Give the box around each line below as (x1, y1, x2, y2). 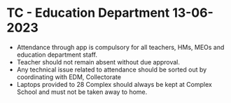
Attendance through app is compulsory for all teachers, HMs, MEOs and (16, 43, 225, 51)
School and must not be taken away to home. (16, 88, 148, 96)
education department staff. (16, 50, 97, 59)
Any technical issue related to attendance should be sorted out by (16, 65, 207, 74)
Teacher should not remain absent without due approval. (16, 57, 180, 66)
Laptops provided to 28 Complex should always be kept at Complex (16, 80, 213, 88)
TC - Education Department (6, 5, 170, 21)
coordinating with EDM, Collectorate (16, 72, 122, 81)
